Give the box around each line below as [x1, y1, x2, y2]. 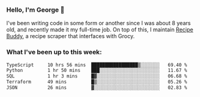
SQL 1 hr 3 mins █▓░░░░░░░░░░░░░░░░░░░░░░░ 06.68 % [6, 73, 188, 79]
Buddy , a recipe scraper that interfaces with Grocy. [6, 33, 135, 40]
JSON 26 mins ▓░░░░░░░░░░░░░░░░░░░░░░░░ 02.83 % [6, 85, 188, 91]
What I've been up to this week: [6, 48, 102, 56]
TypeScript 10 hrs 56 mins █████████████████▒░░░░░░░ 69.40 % [6, 61, 188, 68]
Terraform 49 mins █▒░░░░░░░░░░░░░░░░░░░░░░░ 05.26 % [6, 79, 188, 85]
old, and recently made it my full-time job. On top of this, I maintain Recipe [6, 26, 194, 33]
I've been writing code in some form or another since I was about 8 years [6, 20, 191, 27]
